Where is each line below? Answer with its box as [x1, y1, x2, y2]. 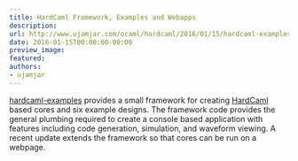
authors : [9, 63, 42, 72]
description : [9, 21, 58, 30]
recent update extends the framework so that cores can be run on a [9, 132, 257, 142]
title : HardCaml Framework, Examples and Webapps [9, 12, 197, 22]
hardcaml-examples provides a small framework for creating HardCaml [9, 95, 269, 105]
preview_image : [9, 46, 66, 55]
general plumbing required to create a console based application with [9, 113, 263, 124]
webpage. [9, 142, 46, 152]
